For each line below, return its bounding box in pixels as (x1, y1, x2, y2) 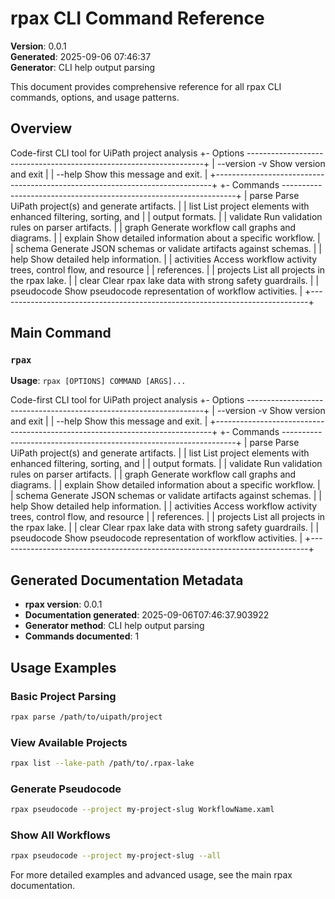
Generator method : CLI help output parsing (24, 620, 205, 632)
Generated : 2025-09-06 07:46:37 (10, 50, 152, 62)
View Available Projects (10, 735, 128, 749)
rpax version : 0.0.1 (24, 598, 103, 611)
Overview (10, 120, 73, 137)
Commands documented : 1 (24, 630, 140, 642)
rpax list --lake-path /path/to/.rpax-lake (10, 758, 195, 769)
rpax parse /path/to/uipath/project (10, 712, 163, 722)
